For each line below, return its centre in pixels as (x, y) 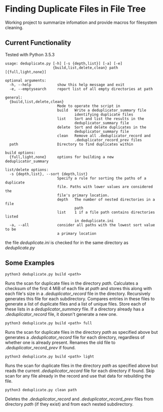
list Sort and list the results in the (101, 119)
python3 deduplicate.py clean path (41, 390)
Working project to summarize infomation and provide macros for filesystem (81, 22)
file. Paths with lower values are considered (105, 187)
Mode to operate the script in (89, 106)
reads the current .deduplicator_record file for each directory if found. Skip (80, 371)
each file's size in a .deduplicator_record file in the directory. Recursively (78, 293)
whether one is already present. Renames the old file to (60, 342)
